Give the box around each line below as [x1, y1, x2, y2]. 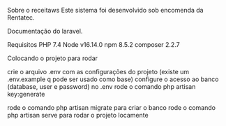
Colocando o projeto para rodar [7, 54, 98, 62]
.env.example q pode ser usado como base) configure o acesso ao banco [7, 75, 219, 83]
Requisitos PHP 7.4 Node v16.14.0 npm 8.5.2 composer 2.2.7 [7, 41, 180, 48]
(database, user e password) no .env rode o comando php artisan [7, 83, 196, 90]
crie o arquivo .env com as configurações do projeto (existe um [7, 68, 190, 76]
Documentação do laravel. [7, 27, 83, 35]
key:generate [7, 90, 45, 98]
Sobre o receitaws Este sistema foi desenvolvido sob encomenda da [7, 6, 204, 14]
